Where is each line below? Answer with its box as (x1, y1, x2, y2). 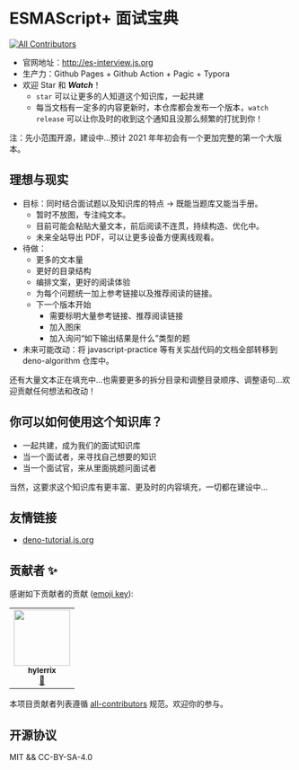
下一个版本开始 (35, 298, 92, 310)
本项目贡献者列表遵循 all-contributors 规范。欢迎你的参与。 (9, 698, 229, 710)
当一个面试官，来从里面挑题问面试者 (22, 462, 157, 473)
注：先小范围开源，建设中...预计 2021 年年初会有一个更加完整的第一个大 (9, 132, 275, 143)
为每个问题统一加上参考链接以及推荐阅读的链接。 (35, 288, 217, 298)
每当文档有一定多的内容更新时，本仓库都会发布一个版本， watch (35, 102, 269, 112)
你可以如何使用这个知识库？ (9, 414, 163, 429)
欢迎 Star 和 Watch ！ (22, 79, 101, 90)
